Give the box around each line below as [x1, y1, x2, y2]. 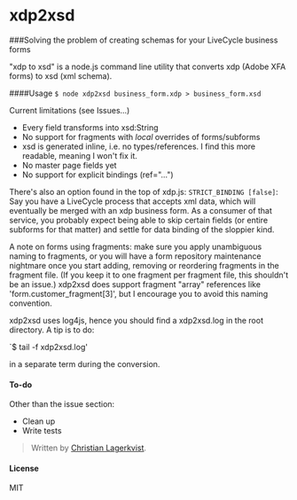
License [9, 463, 40, 473]
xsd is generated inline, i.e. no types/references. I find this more [21, 141, 255, 152]
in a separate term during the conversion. [9, 358, 160, 369]
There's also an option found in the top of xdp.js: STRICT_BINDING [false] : [9, 186, 279, 197]
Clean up [21, 416, 56, 426]
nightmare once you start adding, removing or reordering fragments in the [9, 260, 279, 270]
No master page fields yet [21, 160, 117, 170]
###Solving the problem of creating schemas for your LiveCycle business [9, 35, 278, 45]
